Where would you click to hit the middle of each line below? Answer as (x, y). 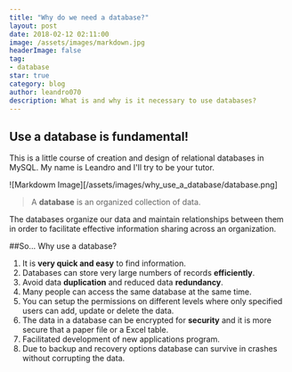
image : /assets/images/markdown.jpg (77, 42)
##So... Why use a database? (63, 246)
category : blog (37, 84)
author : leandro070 (45, 92)
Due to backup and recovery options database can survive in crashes (150, 349)
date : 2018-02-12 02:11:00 (59, 34)
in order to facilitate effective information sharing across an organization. (143, 229)
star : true (29, 76)
